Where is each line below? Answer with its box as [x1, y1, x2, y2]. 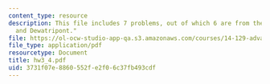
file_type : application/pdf [8, 42, 103, 50]
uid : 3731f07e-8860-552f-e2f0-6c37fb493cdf [8, 64, 157, 72]
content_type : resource [8, 11, 88, 20]
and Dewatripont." [15, 26, 78, 34]
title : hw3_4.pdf [8, 57, 67, 65]
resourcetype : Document [8, 49, 88, 57]
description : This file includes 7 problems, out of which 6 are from [8, 19, 250, 27]
